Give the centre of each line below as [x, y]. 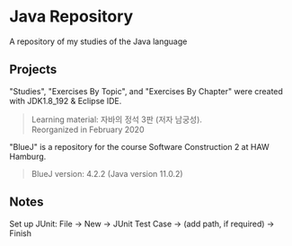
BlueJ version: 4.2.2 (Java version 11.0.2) [107, 173]
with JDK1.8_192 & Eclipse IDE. [66, 101]
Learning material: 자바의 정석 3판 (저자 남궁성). [116, 119]
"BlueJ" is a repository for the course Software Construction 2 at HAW [139, 146]
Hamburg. [28, 156]
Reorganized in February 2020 [88, 129]
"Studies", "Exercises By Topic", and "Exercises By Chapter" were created [146, 91]
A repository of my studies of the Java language [98, 41]
